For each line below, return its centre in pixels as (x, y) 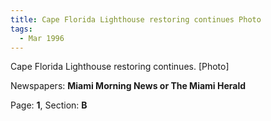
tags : (21, 29)
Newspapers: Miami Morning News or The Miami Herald (128, 86)
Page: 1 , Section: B (49, 105)
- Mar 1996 (42, 38)
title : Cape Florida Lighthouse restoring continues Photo (136, 19)
